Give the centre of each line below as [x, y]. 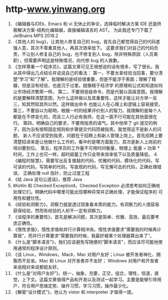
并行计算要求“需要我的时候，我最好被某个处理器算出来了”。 [93, 235]
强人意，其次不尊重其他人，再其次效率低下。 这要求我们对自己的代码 [83, 48]
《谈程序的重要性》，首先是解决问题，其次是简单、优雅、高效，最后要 [84, 217]
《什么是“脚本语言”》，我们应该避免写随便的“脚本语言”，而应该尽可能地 [85, 242]
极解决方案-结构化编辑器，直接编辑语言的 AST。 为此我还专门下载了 [83, 30]
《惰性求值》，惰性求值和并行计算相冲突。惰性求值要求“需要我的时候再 [85, 229]
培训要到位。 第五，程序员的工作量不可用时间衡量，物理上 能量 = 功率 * [86, 148]
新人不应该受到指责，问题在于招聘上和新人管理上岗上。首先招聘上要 [93, 135]
